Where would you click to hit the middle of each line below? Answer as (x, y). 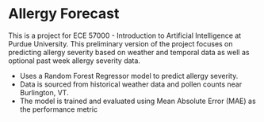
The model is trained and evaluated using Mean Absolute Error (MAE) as (138, 101)
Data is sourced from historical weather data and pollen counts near (131, 84)
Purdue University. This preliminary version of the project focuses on (121, 43)
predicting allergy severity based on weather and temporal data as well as (129, 52)
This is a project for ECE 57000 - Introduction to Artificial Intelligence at (125, 35)
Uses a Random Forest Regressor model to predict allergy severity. (129, 76)
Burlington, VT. (44, 92)
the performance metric (58, 109)
